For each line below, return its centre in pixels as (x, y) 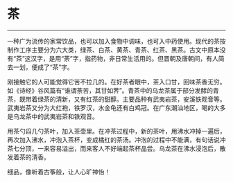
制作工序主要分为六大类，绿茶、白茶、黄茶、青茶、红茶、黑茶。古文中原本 (113, 50)
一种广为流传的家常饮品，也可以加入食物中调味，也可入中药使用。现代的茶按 (116, 41)
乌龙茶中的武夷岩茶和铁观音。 (55, 116)
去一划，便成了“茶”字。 (41, 67)
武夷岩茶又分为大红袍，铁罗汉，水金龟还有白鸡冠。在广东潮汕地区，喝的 (110, 107)
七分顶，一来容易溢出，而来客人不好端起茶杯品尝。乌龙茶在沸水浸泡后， (116, 148)
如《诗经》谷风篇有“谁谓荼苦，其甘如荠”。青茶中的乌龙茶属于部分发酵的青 (113, 90)
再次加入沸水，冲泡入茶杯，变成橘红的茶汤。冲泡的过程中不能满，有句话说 (113, 140)
